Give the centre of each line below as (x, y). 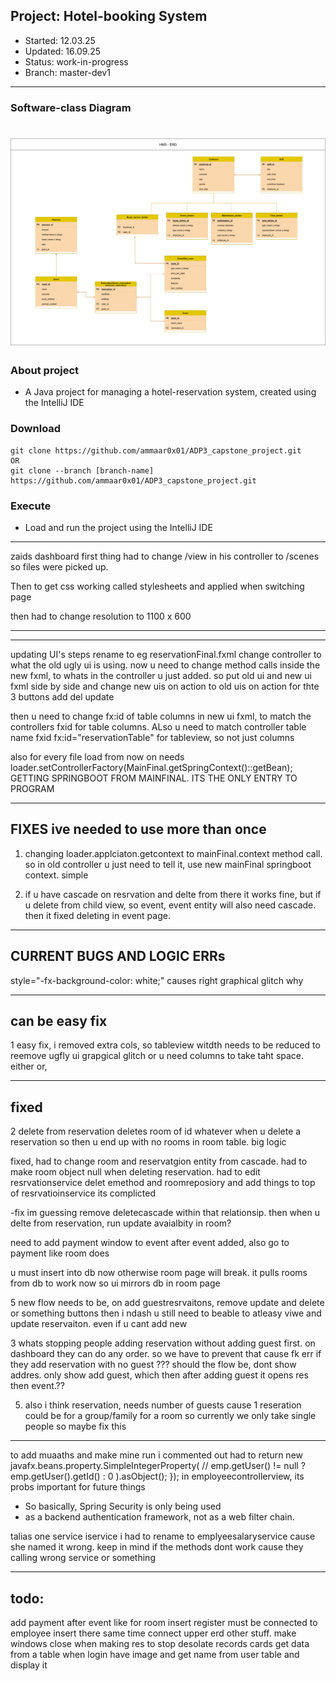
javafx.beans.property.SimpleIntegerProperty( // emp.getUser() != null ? (158, 1466)
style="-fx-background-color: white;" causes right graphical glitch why (157, 980)
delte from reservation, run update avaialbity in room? (121, 1223)
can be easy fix (59, 1021)
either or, (29, 1066)
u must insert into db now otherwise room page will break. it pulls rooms (159, 1273)
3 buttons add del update (62, 697)
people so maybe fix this (75, 1426)
